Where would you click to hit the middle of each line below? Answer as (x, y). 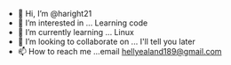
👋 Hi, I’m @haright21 (55, 14)
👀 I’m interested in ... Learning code (83, 23)
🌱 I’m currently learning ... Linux (76, 32)
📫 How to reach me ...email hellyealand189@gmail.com (119, 51)
